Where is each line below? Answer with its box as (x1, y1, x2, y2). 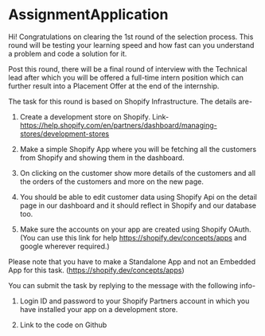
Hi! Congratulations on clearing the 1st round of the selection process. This (8, 32, 254, 41)
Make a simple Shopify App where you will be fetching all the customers (19, 144, 257, 154)
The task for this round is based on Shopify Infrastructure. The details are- (8, 96, 253, 106)
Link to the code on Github (19, 320, 107, 330)
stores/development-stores (19, 129, 110, 139)
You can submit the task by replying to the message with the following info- (8, 280, 256, 290)
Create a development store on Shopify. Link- (19, 111, 170, 121)
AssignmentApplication (8, 6, 169, 24)
